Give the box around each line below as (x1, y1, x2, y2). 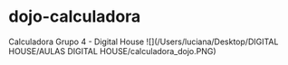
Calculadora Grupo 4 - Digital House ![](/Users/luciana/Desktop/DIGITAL (8, 36, 279, 47)
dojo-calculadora (8, 6, 141, 27)
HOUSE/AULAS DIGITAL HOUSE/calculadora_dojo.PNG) (8, 45, 216, 56)
